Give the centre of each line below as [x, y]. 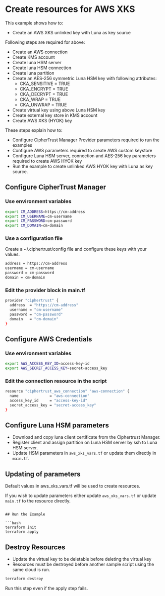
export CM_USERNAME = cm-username [38, 216]
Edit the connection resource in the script [56, 381]
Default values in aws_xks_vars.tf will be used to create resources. [73, 486]
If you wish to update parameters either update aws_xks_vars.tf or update [81, 496]
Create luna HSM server [37, 62]
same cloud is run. [31, 570]
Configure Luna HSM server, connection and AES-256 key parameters [84, 156]
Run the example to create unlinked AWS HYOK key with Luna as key [82, 166]
